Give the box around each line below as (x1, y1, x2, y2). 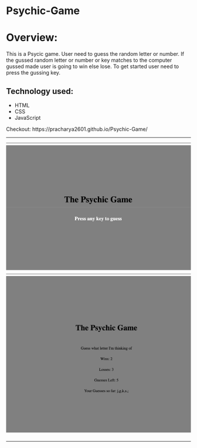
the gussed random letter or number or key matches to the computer (6, 57, 172, 64)
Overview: (6, 31, 58, 45)
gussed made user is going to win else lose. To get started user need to (6, 63, 179, 70)
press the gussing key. (6, 69, 60, 76)
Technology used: (6, 86, 74, 96)
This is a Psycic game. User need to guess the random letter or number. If (6, 50, 185, 58)
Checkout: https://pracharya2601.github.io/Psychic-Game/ (6, 125, 148, 133)
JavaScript (14, 114, 41, 121)
